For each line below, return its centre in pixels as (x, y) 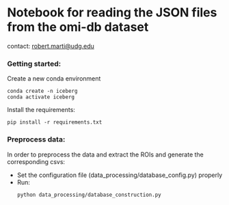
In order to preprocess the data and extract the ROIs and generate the (105, 154)
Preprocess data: (36, 139)
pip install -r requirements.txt (55, 122)
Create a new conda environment (54, 79)
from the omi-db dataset (78, 27)
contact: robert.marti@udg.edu (51, 46)
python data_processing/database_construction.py (89, 195)
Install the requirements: (41, 110)
